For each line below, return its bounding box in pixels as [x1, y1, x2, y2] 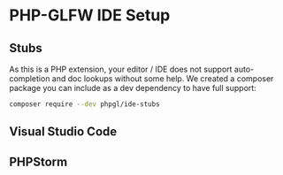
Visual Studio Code [9, 125, 118, 140]
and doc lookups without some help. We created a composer [51, 73, 274, 84]
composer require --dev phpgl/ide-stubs [9, 100, 161, 109]
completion [9, 73, 50, 84]
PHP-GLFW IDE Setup [9, 5, 171, 26]
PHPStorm [9, 154, 68, 169]
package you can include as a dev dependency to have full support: [9, 83, 256, 93]
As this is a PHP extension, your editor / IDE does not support [9, 64, 233, 74]
